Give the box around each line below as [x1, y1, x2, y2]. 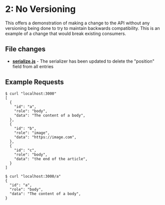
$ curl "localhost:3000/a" [5, 174, 61, 179]
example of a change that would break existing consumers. [5, 30, 126, 36]
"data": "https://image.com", [14, 134, 77, 140]
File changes [5, 45, 46, 53]
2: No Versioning [5, 3, 76, 15]
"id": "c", [14, 148, 37, 153]
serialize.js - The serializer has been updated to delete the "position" [12, 58, 155, 64]
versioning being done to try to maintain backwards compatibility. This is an [5, 25, 160, 31]
